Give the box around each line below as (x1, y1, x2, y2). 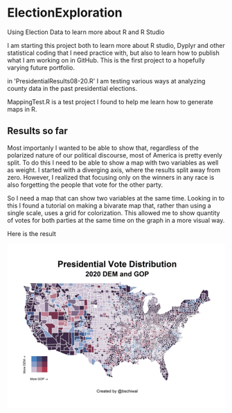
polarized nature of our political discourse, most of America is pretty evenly (7, 151, 223, 159)
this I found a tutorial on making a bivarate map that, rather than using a (7, 201, 211, 210)
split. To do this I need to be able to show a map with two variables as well (7, 158, 219, 167)
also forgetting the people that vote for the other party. (7, 180, 163, 189)
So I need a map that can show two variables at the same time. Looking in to (7, 194, 225, 202)
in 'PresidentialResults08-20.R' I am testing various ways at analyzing (7, 76, 206, 85)
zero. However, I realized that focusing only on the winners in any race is (7, 173, 215, 181)
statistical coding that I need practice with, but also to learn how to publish (7, 49, 220, 57)
